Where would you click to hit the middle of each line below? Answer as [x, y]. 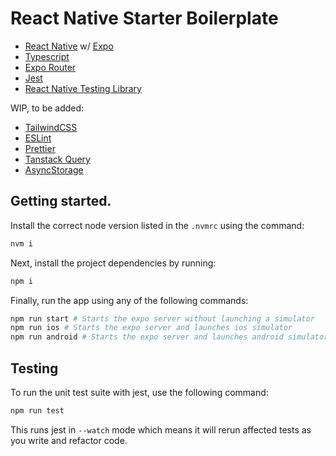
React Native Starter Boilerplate [144, 18]
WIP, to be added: [47, 108]
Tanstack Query [57, 159]
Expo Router [50, 67]
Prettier [40, 148]
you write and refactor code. [69, 440]
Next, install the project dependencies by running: [113, 263]
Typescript [47, 56]
